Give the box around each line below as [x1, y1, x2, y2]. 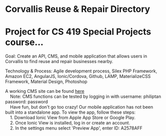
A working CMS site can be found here [5, 88, 84, 94]
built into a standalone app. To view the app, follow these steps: [5, 109, 136, 115]
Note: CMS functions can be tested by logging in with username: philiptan [9, 93, 162, 100]
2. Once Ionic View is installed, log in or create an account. [9, 120, 130, 126]
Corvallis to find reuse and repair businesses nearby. [5, 59, 113, 65]
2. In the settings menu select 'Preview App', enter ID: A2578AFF [9, 125, 143, 131]
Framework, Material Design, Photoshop [5, 78, 87, 85]
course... [5, 37, 44, 48]
